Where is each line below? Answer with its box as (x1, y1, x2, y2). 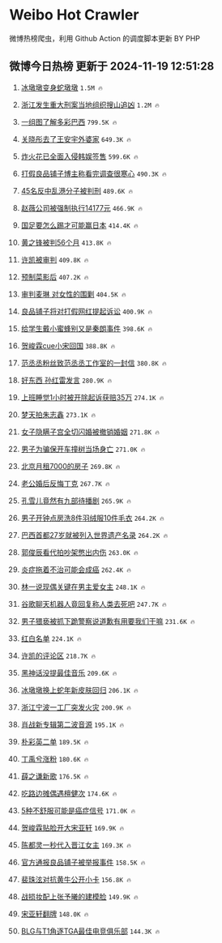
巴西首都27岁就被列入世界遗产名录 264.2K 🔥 (20, 530, 169, 540)
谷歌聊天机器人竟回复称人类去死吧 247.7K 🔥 (20, 599, 167, 608)
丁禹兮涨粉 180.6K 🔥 (20, 753, 89, 763)
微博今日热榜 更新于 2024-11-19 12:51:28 (9, 59, 215, 74)
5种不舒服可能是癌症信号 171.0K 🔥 (20, 805, 136, 815)
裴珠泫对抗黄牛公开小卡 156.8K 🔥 (20, 874, 132, 884)
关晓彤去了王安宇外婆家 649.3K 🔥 (20, 134, 132, 143)
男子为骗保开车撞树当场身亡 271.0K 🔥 (20, 444, 146, 454)
